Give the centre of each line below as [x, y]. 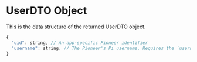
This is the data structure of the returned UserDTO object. [76, 27]
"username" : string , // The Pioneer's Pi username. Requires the [93, 48]
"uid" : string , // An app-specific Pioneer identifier [80, 43]
